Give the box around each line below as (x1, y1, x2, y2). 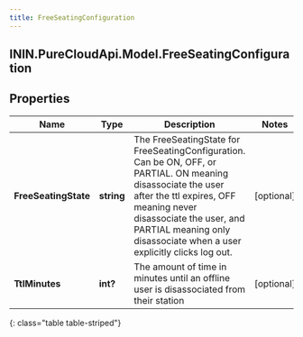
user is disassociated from (133, 283, 246, 296)
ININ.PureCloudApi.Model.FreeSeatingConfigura (9, 47, 290, 62)
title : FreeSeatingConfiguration (9, 13, 135, 23)
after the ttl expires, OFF (133, 189, 236, 202)
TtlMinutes (14, 277, 61, 289)
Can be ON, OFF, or (133, 155, 216, 168)
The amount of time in (133, 260, 227, 273)
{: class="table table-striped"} (9, 317, 122, 328)
